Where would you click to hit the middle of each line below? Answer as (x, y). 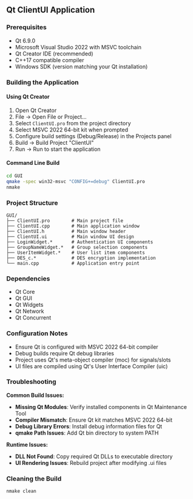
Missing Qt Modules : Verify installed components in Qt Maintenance (101, 407)
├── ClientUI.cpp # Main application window (73, 226)
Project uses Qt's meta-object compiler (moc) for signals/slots (93, 360)
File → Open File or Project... (51, 117)
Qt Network (29, 311)
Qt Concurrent (33, 318)
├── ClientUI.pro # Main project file (65, 221)
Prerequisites (26, 27)
